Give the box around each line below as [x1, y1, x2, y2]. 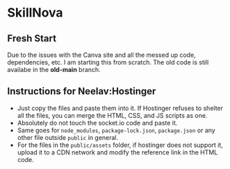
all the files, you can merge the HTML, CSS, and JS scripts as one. [17, 111, 208, 119]
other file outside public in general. [17, 133, 119, 141]
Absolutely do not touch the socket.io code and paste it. [17, 118, 178, 127]
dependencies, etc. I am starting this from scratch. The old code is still [7, 58, 209, 66]
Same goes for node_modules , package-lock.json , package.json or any [17, 126, 215, 134]
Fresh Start [7, 33, 57, 44]
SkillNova [7, 5, 64, 21]
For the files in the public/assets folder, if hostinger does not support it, [17, 141, 224, 149]
